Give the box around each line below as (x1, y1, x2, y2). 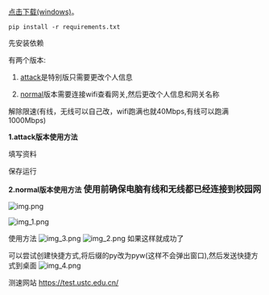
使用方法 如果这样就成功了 (8, 234, 184, 243)
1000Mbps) (8, 116, 47, 125)
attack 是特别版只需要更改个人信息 (19, 72, 133, 82)
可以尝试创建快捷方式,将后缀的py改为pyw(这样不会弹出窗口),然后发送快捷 (8, 251, 252, 260)
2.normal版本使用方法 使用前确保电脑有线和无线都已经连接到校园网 (8, 184, 262, 195)
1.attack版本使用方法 (8, 132, 78, 141)
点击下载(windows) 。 (8, 7, 79, 16)
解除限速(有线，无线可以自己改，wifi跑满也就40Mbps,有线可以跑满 (8, 107, 230, 116)
